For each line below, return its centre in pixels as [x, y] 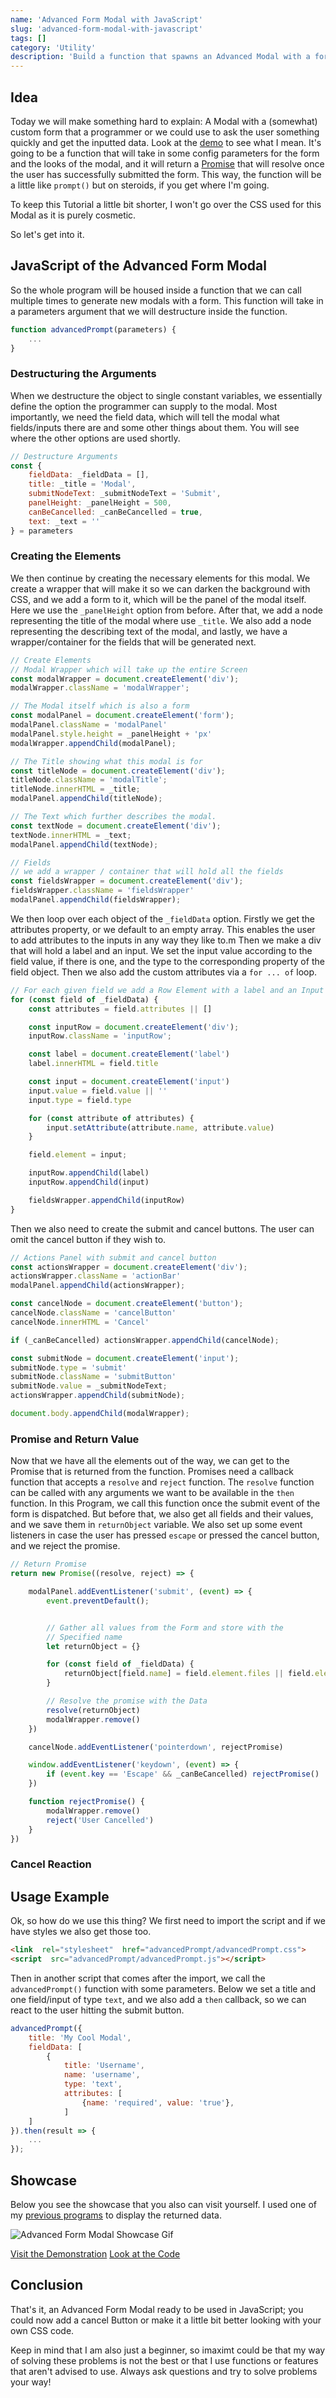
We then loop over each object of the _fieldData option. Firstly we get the [162, 918]
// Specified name [84, 1637]
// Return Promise [48, 1564]
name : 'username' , [102, 2075]
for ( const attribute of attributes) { [111, 1118]
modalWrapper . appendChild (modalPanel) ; [93, 743]
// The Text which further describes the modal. [113, 817]
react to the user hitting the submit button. [97, 2010]
